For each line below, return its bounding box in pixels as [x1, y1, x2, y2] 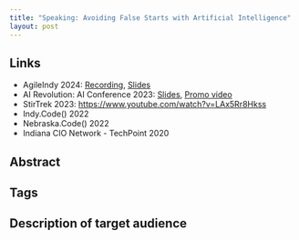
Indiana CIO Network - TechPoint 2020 [22, 128, 170, 139]
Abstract [9, 154, 61, 169]
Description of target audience [9, 215, 187, 232]
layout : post [9, 22, 59, 31]
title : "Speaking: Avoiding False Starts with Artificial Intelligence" [9, 13, 292, 23]
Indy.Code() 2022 [22, 108, 89, 119]
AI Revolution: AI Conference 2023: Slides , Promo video [22, 89, 232, 100]
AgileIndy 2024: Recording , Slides [22, 79, 151, 91]
